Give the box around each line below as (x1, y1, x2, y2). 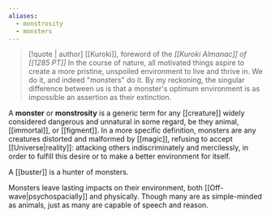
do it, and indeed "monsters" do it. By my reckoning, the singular (28, 75, 245, 85)
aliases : (8, 11, 38, 20)
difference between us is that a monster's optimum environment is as (28, 84, 260, 94)
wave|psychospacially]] (8, 192, 88, 202)
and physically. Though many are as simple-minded (88, 192, 262, 202)
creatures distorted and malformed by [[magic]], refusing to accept (8, 134, 233, 144)
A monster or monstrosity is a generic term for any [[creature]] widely (8, 108, 245, 118)
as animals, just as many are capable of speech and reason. (8, 200, 209, 210)
